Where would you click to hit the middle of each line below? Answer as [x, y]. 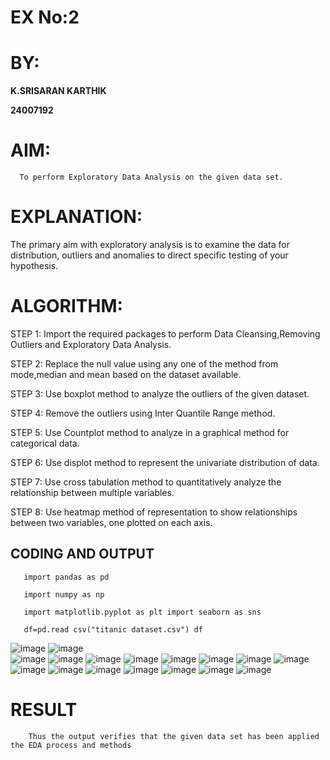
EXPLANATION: [76, 217]
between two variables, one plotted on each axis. [111, 522]
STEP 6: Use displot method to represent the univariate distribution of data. [165, 462]
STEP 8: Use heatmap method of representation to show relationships [154, 512]
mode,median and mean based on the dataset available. [126, 374]
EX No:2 [45, 17]
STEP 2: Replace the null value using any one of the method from [144, 363]
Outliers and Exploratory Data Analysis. [91, 344]
